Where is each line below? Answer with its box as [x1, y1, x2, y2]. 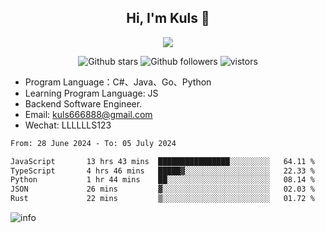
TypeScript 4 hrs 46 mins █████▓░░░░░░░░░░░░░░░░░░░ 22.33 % [10, 166, 315, 176]
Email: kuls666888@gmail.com [24, 108, 153, 120]
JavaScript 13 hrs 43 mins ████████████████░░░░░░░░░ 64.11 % [10, 156, 315, 166]
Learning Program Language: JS [24, 87, 159, 99]
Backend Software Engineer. [24, 97, 143, 110]
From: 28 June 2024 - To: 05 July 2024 [10, 138, 177, 148]
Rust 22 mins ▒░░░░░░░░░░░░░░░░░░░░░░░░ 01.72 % [10, 194, 315, 204]
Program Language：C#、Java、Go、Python [24, 76, 212, 88]
